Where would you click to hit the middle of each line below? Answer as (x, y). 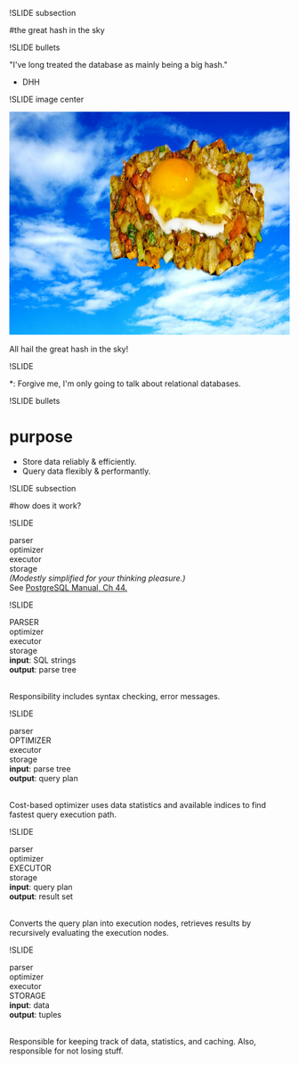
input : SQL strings (43, 660)
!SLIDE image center (47, 99)
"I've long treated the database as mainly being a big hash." (119, 65)
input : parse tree (40, 768)
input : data (30, 1005)
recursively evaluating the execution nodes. (89, 932)
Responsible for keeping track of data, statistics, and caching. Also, (133, 1041)
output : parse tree (43, 669)
